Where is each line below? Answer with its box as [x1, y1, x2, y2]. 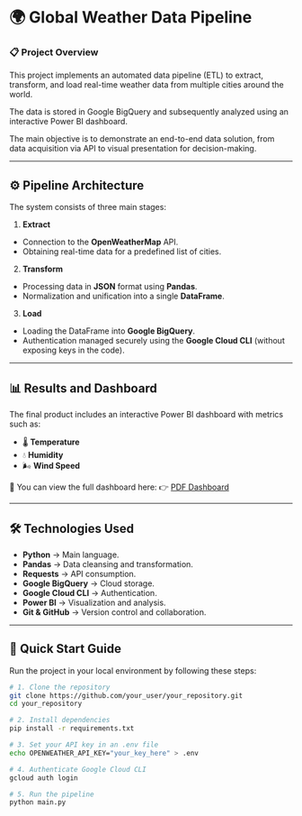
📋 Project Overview [9, 46, 99, 59]
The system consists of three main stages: [9, 202, 166, 213]
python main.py [9, 798, 67, 807]
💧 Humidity [22, 450, 64, 461]
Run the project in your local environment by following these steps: [9, 665, 257, 676]
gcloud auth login [9, 773, 78, 783]
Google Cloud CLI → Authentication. [22, 587, 157, 598]
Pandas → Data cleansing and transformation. [22, 558, 193, 569]
